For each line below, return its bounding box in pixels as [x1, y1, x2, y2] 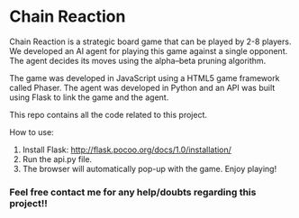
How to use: [9, 126, 54, 137]
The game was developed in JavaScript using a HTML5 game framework [9, 72, 280, 83]
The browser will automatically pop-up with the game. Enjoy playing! [22, 163, 277, 174]
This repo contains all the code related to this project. [9, 109, 207, 120]
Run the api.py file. [22, 153, 93, 164]
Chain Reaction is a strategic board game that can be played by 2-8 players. [9, 36, 292, 47]
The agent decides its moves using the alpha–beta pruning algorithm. [9, 55, 267, 66]
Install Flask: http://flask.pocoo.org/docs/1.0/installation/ [22, 144, 232, 155]
